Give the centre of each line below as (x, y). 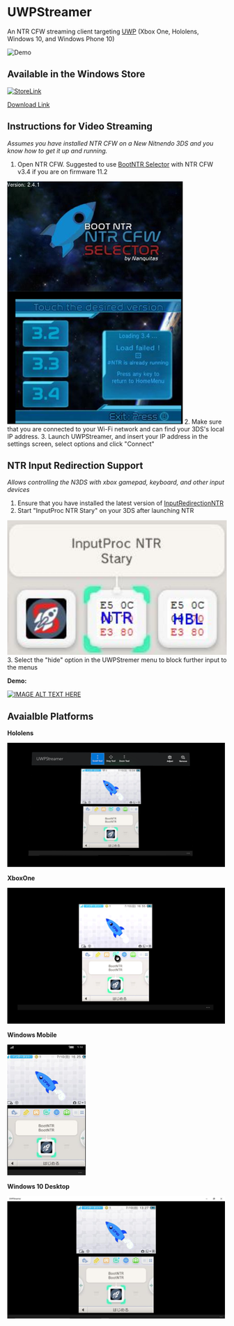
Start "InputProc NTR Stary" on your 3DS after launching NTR (106, 511)
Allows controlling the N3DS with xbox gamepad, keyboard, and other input (116, 482)
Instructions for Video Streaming (80, 126)
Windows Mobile (32, 1035)
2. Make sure (203, 422)
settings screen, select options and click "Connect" (81, 444)
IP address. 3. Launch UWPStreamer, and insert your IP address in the (108, 436)
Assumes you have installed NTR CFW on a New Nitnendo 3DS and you (110, 143)
